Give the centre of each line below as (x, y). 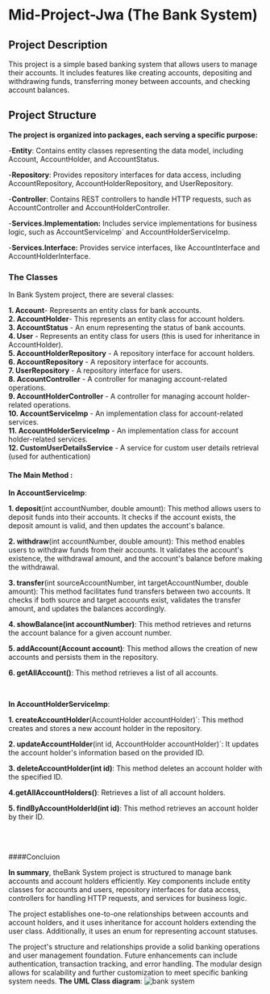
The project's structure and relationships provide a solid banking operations (134, 947)
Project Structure (52, 115)
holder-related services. (48, 439)
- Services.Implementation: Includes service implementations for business (133, 223)
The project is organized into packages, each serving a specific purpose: (133, 134)
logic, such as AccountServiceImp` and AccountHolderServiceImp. (119, 231)
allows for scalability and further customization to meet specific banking (128, 973)
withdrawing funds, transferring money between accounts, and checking (129, 81)
